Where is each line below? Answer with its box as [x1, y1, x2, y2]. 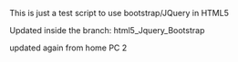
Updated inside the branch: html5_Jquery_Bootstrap [9, 25, 205, 35]
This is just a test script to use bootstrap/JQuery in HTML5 [9, 8, 230, 18]
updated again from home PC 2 [9, 42, 128, 53]
